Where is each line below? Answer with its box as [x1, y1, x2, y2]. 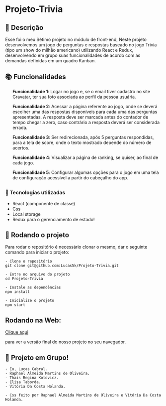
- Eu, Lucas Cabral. [5, 367, 48, 372]
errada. [12, 125, 28, 131]
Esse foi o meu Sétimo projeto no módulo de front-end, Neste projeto [5, 36, 147, 42]
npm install [5, 289, 30, 294]
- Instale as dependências [5, 285, 61, 290]
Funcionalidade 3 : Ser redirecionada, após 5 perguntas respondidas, [12, 134, 154, 140]
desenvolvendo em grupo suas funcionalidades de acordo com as [5, 52, 141, 58]
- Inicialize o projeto [5, 298, 55, 303]
